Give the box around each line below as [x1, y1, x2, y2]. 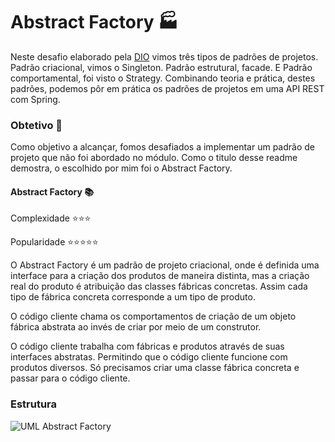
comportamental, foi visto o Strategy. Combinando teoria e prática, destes [10, 72, 316, 84]
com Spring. [10, 93, 61, 105]
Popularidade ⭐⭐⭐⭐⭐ [10, 236, 99, 248]
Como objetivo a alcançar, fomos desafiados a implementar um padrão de [10, 141, 315, 153]
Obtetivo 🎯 [10, 118, 63, 132]
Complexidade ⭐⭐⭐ [10, 212, 92, 224]
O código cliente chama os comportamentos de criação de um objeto [10, 310, 297, 323]
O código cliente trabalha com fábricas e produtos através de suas [10, 340, 285, 353]
